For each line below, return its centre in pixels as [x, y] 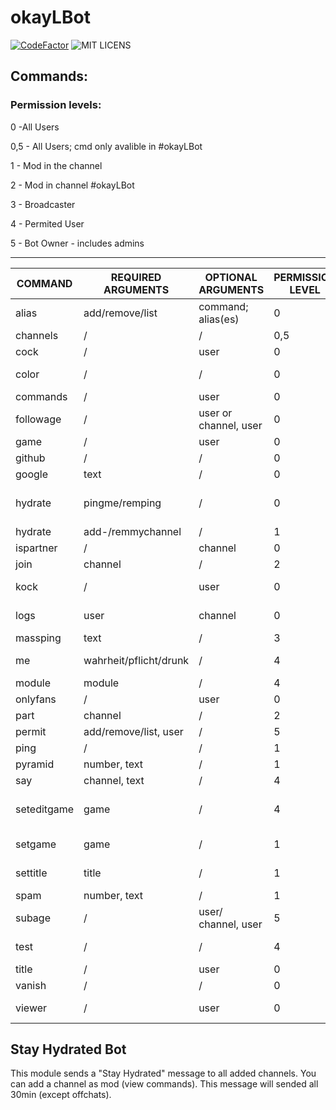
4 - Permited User [47, 223]
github [30, 458]
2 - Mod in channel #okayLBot [72, 185]
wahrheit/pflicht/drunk [136, 660]
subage [33, 918]
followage [38, 419]
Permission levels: [56, 105]
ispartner [36, 548]
